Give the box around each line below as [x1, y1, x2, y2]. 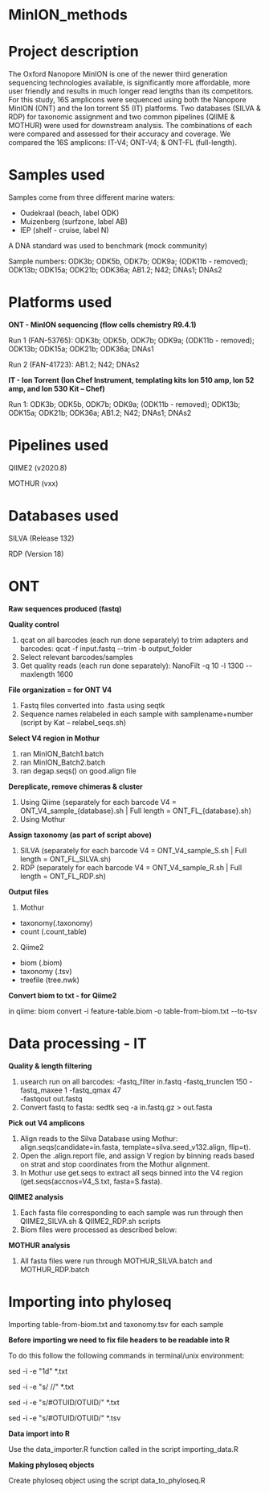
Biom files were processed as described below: [19, 1225, 177, 1234]
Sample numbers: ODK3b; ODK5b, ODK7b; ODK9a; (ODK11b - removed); [8, 256, 248, 267]
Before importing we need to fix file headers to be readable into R [8, 1335, 230, 1345]
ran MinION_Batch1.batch [19, 749, 104, 758]
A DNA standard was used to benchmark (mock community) [8, 241, 208, 251]
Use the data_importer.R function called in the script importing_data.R [8, 1444, 238, 1454]
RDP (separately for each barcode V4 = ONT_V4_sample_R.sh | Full [19, 862, 243, 872]
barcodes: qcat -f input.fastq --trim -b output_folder [19, 643, 193, 653]
